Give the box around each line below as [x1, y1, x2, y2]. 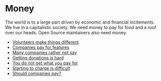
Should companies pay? [12, 70, 62, 76]
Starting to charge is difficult [12, 65, 71, 71]
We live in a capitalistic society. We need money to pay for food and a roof [5, 24, 157, 30]
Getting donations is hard [12, 54, 64, 60]
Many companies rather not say [12, 50, 78, 55]
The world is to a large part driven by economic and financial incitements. [5, 19, 155, 25]
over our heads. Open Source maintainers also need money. [5, 29, 127, 35]
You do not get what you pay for [12, 60, 78, 66]
